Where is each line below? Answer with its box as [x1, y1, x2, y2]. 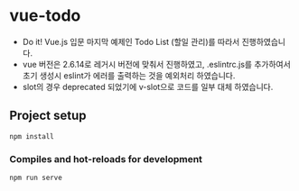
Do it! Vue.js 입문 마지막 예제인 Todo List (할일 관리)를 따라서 [22, 36, 240, 47]
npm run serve [9, 173, 63, 183]
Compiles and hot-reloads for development [9, 152, 203, 165]
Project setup [9, 108, 88, 123]
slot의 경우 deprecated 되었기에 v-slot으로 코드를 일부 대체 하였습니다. [22, 81, 274, 92]
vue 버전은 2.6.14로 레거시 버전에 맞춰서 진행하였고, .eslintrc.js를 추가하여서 [22, 59, 291, 69]
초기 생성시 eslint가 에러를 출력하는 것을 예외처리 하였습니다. [22, 69, 236, 81]
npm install [9, 132, 54, 141]
